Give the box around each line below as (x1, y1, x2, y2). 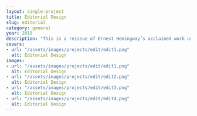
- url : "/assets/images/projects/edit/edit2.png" (6, 74, 130, 80)
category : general (6, 25, 51, 31)
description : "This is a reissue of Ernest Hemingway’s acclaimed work (6, 36, 185, 42)
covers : (6, 42, 25, 47)
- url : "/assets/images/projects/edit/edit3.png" (6, 85, 130, 91)
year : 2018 (6, 30, 33, 36)
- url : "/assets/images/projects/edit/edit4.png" (6, 95, 130, 101)
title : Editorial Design (6, 14, 67, 20)
